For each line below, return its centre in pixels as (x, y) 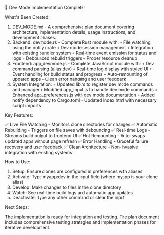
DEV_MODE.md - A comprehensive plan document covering (73, 27)
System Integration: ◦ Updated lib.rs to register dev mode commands (82, 84)
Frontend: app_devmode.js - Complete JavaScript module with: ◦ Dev (83, 63)
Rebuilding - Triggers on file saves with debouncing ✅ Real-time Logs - (78, 130)
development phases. (34, 37)
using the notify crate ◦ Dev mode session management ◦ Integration (82, 48)
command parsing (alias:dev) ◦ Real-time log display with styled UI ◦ (82, 69)
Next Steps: (17, 207)
